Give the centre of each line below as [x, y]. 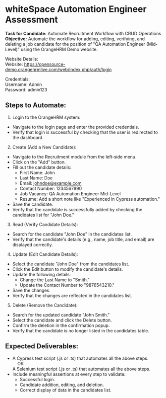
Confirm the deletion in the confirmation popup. [61, 325]
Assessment [31, 20]
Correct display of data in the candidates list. [65, 390]
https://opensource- [45, 64]
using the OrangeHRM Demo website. [59, 49]
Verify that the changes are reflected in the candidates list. [72, 295]
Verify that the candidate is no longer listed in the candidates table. [81, 330]
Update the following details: [41, 274]
